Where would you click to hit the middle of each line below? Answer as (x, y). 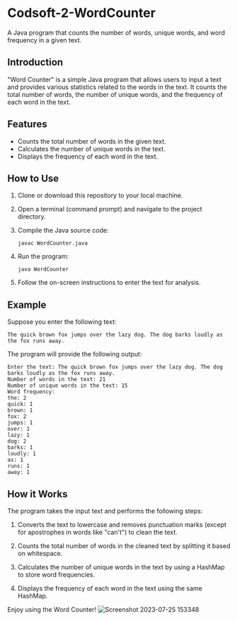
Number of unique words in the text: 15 (68, 386)
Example (27, 304)
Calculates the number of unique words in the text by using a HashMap (121, 567)
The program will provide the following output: (75, 354)
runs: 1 (19, 466)
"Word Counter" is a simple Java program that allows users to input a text (114, 79)
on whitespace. (40, 553)
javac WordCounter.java (53, 243)
